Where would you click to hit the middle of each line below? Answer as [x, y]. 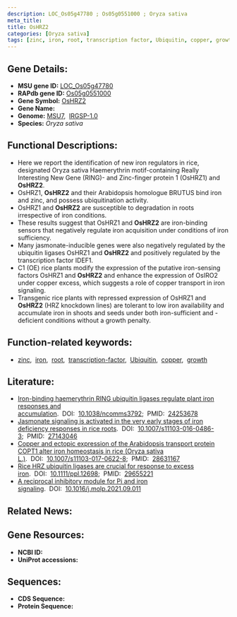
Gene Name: [36, 108]
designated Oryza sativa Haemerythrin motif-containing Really [108, 170]
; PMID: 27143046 [49, 436]
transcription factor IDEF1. [55, 260]
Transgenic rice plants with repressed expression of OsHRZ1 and [112, 298]
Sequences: [34, 581]
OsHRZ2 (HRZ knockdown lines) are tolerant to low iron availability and [121, 305]
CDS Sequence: [41, 599]
